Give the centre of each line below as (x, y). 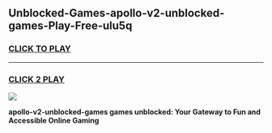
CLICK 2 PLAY (36, 79)
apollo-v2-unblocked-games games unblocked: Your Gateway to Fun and (135, 111)
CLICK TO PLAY (40, 49)
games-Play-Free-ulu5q (70, 26)
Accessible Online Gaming (54, 120)
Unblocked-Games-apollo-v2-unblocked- (117, 13)
